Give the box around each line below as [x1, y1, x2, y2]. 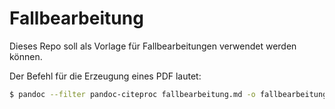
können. [9, 50, 43, 62]
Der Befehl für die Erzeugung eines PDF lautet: [9, 70, 202, 82]
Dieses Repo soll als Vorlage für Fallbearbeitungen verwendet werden [9, 40, 297, 52]
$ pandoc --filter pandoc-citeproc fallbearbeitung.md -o [9, 89, 256, 99]
